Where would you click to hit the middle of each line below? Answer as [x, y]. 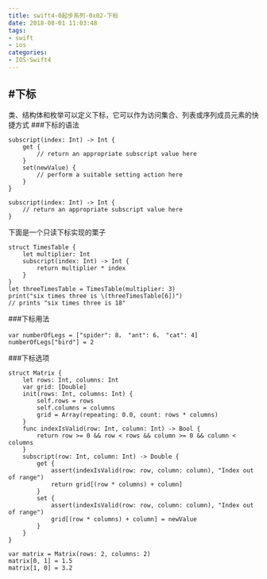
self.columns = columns [76, 408]
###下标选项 [29, 358]
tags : [17, 30]
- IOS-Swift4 [30, 60]
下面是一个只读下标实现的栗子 [57, 232]
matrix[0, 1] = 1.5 [41, 561]
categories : [28, 52]
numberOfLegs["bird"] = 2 [51, 342]
